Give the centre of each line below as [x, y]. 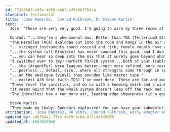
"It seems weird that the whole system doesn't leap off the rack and [86, 89]
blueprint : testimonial [30, 15]
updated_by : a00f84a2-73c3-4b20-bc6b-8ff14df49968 [60, 117]
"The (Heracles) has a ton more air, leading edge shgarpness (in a [83, 94]
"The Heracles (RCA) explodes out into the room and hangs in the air [86, 43]
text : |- [14, 24]
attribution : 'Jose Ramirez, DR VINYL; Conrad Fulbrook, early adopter [82, 112]
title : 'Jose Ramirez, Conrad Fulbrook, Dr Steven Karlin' [70, 19]
